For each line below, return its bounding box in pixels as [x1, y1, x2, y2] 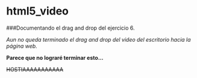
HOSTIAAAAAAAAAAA [6, 65, 64, 73]
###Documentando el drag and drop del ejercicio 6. [6, 24, 135, 31]
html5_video [6, 4, 69, 18]
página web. [6, 42, 37, 50]
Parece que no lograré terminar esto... [6, 54, 104, 61]
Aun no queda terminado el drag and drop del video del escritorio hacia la [6, 36, 191, 43]
